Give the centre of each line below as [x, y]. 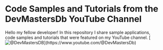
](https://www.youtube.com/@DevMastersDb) [90, 42]
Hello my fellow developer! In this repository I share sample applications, [78, 32]
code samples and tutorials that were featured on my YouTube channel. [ [78, 37]
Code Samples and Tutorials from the [82, 9]
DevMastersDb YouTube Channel [73, 19]
